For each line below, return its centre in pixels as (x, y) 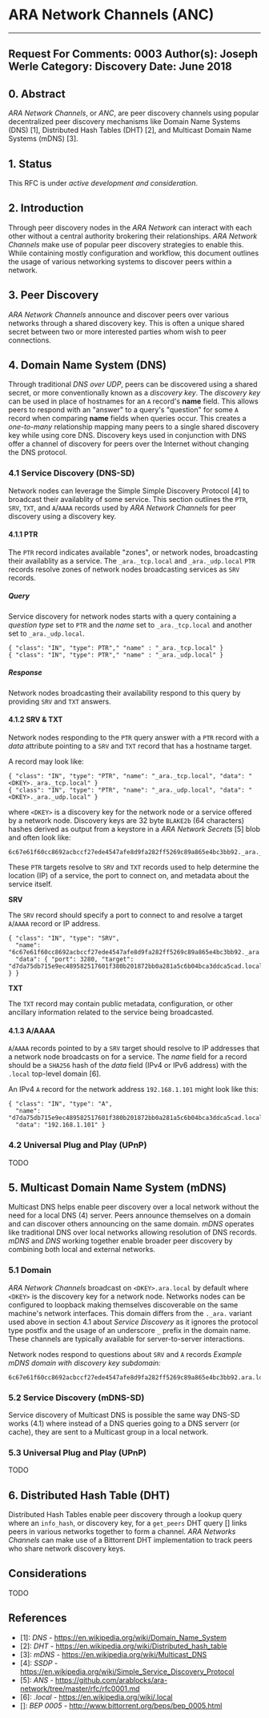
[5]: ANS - (36, 1680)
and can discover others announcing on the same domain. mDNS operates (131, 1224)
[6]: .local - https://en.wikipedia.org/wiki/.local (96, 1697)
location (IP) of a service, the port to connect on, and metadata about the (129, 876)
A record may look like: (46, 761)
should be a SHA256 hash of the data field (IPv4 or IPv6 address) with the (128, 1066)
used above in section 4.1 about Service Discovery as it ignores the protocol (133, 1322)
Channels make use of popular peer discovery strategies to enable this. (126, 244)
